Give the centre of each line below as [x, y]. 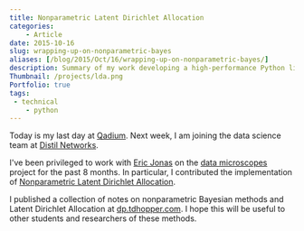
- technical [36, 102]
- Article [44, 34]
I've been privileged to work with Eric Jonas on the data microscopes [138, 162]
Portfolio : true [40, 85]
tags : [19, 93]
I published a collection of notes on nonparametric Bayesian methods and [147, 199]
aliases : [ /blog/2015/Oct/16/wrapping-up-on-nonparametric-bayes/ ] [139, 60]
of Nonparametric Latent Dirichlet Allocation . [93, 182]
